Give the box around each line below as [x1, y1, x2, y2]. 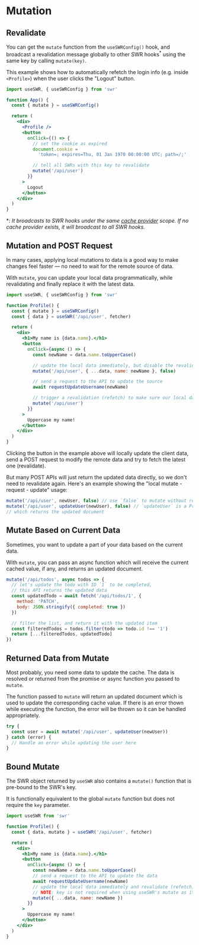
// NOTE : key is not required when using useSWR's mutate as [32, 889, 187, 895]
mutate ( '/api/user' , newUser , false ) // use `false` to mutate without [6, 498, 187, 504]
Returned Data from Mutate [6, 653, 110, 663]
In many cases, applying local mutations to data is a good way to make [6, 256, 179, 263]
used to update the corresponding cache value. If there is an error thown [6, 699, 184, 706]
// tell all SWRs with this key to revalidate [32, 162, 150, 168]
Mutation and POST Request [6, 241, 113, 251]
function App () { [6, 97, 49, 103]
